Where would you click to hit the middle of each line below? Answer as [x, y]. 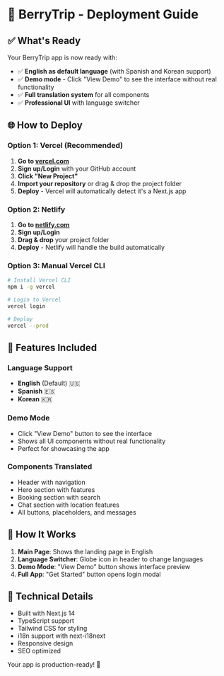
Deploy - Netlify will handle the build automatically [91, 247]
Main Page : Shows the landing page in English [85, 551]
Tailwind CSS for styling [52, 629]
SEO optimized [39, 651]
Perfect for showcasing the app [63, 448]
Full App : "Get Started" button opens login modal [89, 574]
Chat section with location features [69, 505]
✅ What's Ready [44, 41]
